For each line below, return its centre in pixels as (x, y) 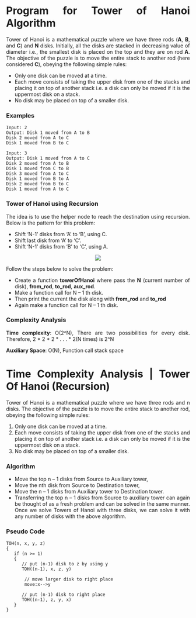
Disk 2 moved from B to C (37, 184)
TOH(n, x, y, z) (26, 544)
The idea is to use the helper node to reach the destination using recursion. (98, 216)
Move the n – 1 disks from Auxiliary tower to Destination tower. (89, 492)
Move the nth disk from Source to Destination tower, (77, 485)
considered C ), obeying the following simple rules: (66, 64)
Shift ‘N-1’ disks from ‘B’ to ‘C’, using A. (61, 246)
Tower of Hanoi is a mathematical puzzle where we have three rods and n (98, 402)
